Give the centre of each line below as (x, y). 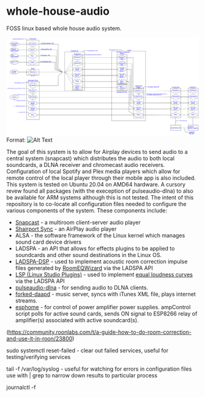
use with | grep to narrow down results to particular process (82, 376)
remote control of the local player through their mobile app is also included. (101, 178)
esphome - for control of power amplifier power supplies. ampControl (103, 307)
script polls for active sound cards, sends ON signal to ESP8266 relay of (106, 314)
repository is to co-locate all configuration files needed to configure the (96, 204)
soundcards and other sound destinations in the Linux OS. (88, 255)
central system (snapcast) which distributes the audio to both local (91, 158)
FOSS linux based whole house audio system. (64, 28)
